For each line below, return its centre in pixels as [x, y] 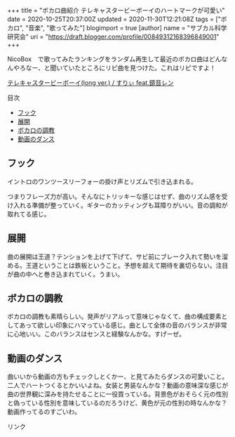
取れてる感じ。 [29, 214]
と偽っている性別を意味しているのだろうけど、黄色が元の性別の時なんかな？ [117, 403]
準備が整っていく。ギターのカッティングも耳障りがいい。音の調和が [129, 205]
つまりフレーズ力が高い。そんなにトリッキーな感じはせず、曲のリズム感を [115, 196]
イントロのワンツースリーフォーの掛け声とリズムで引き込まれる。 [102, 181]
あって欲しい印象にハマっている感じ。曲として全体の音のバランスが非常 [123, 325]
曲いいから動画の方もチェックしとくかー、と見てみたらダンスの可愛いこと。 [118, 377]
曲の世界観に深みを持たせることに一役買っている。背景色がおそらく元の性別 [118, 394]
